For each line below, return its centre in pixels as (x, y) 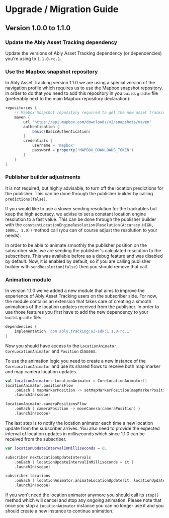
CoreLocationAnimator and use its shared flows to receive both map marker (83, 366)
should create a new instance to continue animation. (59, 511)
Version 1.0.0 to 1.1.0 (38, 28)
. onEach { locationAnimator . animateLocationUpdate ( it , (73, 481)
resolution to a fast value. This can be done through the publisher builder (81, 219)
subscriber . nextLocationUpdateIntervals (48, 457)
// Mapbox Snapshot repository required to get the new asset (81, 113)
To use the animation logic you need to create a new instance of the (75, 361)
